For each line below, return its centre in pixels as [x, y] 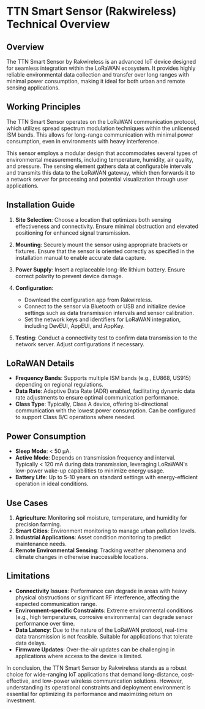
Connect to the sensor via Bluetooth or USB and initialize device [105, 306]
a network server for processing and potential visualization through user [97, 179]
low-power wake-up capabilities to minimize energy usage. [90, 471]
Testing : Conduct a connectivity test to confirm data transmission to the [106, 338]
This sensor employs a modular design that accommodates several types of [102, 153]
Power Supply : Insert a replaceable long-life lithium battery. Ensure [100, 269]
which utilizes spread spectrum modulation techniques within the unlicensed [103, 128]
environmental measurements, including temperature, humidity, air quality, [100, 159]
